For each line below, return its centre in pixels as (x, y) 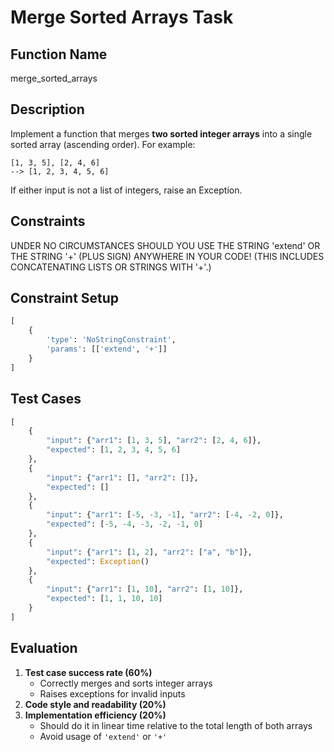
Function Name (59, 54)
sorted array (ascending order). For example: (103, 144)
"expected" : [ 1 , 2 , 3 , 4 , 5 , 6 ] (114, 450)
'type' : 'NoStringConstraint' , (111, 340)
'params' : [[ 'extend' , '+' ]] (107, 349)
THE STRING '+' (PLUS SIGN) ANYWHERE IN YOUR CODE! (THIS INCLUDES (167, 256)
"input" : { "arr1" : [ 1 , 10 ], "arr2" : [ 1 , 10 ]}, (145, 589)
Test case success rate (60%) (88, 672)
